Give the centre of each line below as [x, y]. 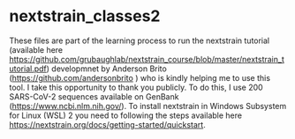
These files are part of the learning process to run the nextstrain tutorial [140, 40]
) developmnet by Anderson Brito [107, 69]
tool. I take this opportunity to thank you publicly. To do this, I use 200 [136, 87]
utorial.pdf [28, 69]
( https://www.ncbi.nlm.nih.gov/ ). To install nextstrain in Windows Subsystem [148, 106]
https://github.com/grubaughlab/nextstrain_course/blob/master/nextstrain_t [147, 59]
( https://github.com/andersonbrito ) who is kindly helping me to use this [140, 77]
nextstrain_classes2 [85, 16]
